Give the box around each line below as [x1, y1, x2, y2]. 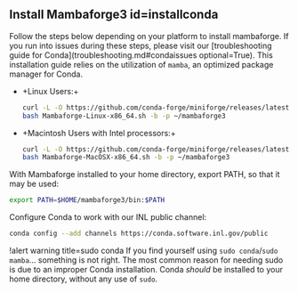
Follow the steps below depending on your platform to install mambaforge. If [9, 30, 289, 41]
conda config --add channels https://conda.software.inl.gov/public [9, 229, 269, 239]
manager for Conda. [9, 69, 83, 79]
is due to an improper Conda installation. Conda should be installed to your [9, 265, 283, 275]
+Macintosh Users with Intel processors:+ [21, 127, 176, 138]
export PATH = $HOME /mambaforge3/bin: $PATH [9, 196, 165, 205]
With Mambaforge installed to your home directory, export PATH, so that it [9, 169, 280, 180]
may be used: [9, 178, 60, 190]
